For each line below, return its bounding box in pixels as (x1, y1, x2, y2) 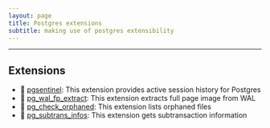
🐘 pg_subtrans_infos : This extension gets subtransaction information (19, 110, 247, 120)
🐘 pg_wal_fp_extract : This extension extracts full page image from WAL (19, 94, 256, 103)
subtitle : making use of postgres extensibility (8, 26, 174, 34)
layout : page (8, 11, 52, 20)
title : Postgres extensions (8, 19, 103, 27)
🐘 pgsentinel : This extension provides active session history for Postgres (19, 85, 261, 94)
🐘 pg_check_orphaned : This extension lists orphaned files (19, 102, 211, 112)
